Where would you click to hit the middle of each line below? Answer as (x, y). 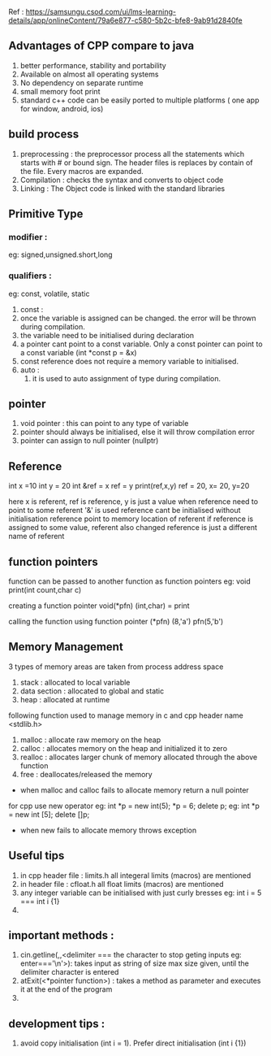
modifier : (28, 237)
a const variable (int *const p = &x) (78, 352)
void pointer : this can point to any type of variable (104, 424)
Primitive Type (46, 214)
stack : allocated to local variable (75, 682)
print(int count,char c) (45, 590)
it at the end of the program (66, 989)
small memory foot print (60, 91)
